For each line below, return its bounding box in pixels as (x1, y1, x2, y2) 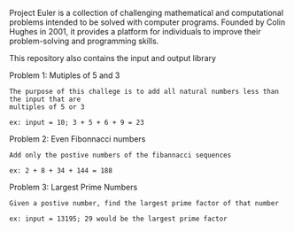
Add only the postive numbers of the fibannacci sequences (9, 151, 232, 159)
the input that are (9, 95, 81, 104)
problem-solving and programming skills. (9, 35, 159, 46)
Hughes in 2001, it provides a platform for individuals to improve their (9, 27, 261, 36)
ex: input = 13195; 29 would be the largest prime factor (9, 214, 228, 223)
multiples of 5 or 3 (9, 103, 86, 112)
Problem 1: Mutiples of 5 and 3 (9, 70, 120, 81)
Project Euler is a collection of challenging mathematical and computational (9, 8, 284, 18)
